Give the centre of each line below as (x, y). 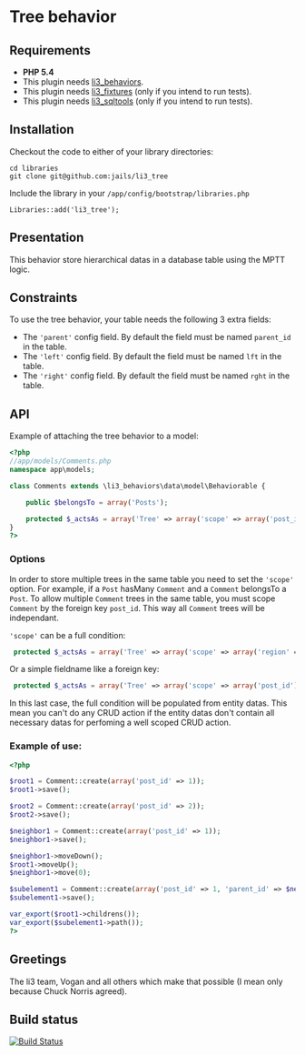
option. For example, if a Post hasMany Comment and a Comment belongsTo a (148, 588)
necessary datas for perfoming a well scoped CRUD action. (120, 723)
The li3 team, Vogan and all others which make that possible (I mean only (146, 981)
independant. (34, 618)
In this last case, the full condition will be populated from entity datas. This (148, 703)
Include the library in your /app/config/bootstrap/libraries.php (129, 193)
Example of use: (46, 746)
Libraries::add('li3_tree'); (64, 210)
